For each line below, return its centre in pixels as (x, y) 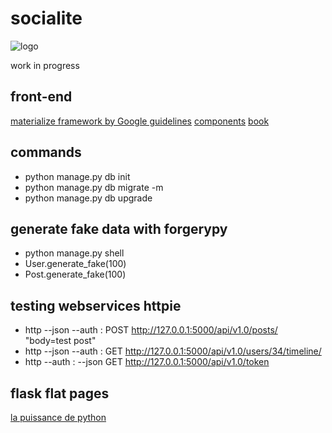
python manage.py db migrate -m (94, 187)
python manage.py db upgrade (88, 198)
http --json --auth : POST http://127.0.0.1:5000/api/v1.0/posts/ (151, 330)
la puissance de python (58, 417)
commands (46, 152)
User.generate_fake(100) (75, 264)
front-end (41, 97)
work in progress (45, 65)
